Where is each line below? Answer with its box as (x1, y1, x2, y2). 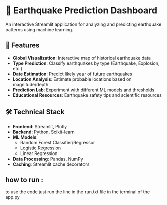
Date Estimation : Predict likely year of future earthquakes (12, 71, 132, 77)
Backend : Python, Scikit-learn (12, 129, 75, 135)
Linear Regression (20, 150, 58, 156)
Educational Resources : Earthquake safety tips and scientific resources (12, 92, 162, 98)
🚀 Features (5, 41, 40, 50)
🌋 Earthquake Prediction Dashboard (5, 5, 157, 16)
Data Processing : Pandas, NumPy (12, 156, 84, 162)
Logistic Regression (20, 145, 61, 151)
